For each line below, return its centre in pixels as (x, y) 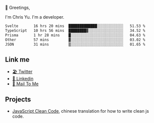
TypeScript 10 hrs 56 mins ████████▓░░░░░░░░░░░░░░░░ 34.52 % (75, 30)
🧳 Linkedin (23, 79)
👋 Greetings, (18, 8)
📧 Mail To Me (25, 84)
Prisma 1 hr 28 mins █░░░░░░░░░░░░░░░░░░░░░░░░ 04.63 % (75, 35)
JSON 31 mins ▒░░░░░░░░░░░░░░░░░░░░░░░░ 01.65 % (75, 44)
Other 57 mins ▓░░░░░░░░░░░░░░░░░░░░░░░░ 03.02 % (75, 40)
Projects (18, 99)
